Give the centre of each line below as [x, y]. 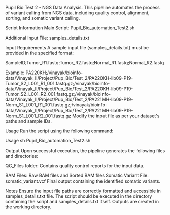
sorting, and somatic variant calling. [43, 18]
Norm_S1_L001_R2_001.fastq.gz [38, 116]
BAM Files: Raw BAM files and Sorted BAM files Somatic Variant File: [77, 175]
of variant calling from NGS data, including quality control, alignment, [77, 13]
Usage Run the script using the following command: [59, 131]
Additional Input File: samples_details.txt [47, 38]
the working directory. [28, 207]
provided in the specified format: [39, 53]
